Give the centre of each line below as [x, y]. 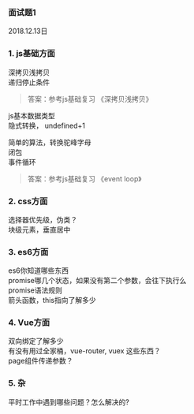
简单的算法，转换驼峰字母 [50, 142]
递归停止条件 [29, 82]
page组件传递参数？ [41, 361]
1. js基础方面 [32, 54]
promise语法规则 [35, 290]
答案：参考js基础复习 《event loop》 [84, 178]
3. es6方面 [28, 252]
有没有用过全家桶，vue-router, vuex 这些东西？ [85, 351]
